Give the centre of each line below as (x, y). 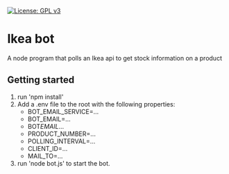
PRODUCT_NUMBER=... (61, 134)
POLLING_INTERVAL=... (61, 141)
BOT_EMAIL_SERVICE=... (63, 111)
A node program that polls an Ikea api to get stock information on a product (114, 58)
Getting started (41, 80)
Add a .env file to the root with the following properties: (96, 104)
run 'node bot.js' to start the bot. (63, 163)
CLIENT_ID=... (48, 148)
